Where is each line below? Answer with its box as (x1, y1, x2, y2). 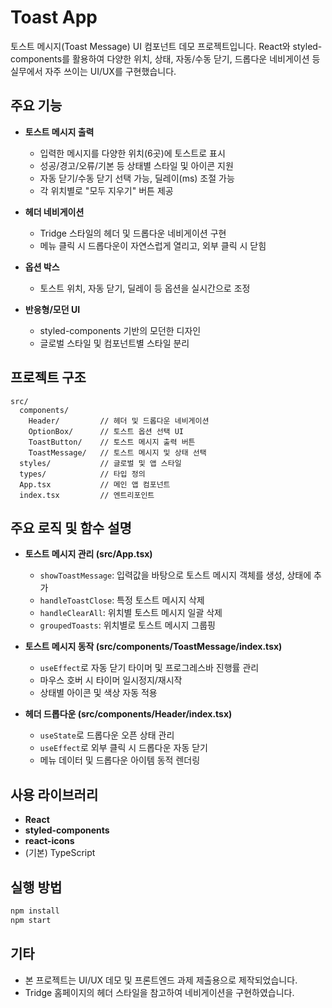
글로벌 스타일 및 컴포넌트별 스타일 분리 (39, 337, 190, 349)
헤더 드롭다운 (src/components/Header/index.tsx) (24, 708, 233, 720)
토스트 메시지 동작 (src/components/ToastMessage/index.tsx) (24, 641, 283, 653)
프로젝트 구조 (10, 369, 87, 386)
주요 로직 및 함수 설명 (10, 519, 132, 536)
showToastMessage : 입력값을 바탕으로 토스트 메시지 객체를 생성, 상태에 (39, 569, 312, 581)
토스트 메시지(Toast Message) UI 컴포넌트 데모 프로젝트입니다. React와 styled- (10, 40, 323, 52)
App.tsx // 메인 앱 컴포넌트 (19, 479, 171, 490)
